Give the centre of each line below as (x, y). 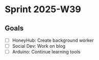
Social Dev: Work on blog (39, 46)
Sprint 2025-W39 (43, 9)
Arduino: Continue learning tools (46, 52)
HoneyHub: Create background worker (53, 40)
